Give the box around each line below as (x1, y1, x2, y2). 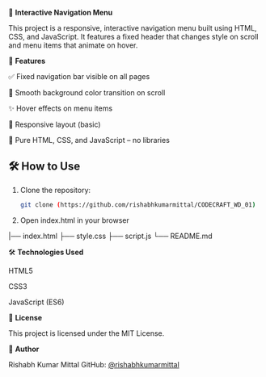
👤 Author (8, 344, 40, 354)
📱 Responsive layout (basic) (8, 119, 101, 129)
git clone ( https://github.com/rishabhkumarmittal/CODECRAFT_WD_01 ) (19, 200, 256, 209)
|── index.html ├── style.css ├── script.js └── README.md (8, 231, 213, 241)
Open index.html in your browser (19, 215, 129, 225)
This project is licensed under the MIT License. (8, 328, 165, 338)
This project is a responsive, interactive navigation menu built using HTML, (8, 23, 257, 32)
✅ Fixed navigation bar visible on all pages (8, 72, 150, 81)
